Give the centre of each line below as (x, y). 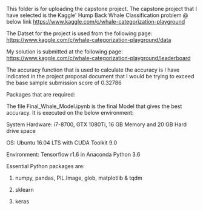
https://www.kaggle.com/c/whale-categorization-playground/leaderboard (98, 58)
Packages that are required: (41, 94)
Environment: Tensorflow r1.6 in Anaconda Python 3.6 (73, 154)
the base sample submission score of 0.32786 (64, 83)
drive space (21, 131)
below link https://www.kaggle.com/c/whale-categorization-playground (96, 22)
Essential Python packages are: (45, 166)
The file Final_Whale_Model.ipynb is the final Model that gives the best (94, 106)
